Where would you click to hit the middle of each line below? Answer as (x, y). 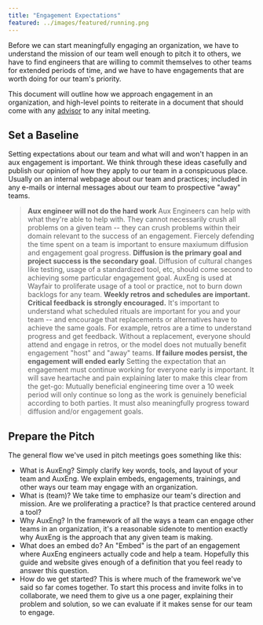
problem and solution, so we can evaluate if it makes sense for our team (136, 604)
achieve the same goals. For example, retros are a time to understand (139, 328)
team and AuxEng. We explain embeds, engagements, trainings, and (130, 479)
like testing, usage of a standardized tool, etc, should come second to (140, 270)
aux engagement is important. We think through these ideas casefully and (128, 163)
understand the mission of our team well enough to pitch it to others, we (125, 53)
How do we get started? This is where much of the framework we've (130, 579)
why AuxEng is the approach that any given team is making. (116, 537)
